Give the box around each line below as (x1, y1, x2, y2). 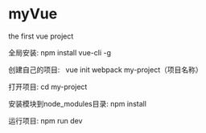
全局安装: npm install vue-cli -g (8, 47, 111, 57)
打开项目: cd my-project (8, 82, 88, 91)
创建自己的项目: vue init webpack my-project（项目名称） (8, 65, 203, 75)
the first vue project (8, 31, 74, 41)
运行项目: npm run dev (8, 115, 83, 125)
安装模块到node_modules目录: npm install (8, 99, 147, 108)
